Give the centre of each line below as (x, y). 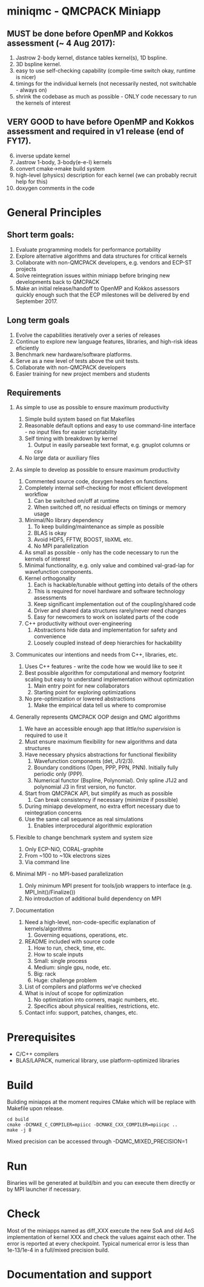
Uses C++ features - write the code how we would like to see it (103, 666)
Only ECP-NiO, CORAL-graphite (64, 849)
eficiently (27, 348)
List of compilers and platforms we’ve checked (83, 987)
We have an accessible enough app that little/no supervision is (103, 729)
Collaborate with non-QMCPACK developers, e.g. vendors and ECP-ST (104, 262)
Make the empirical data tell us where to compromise (100, 705)
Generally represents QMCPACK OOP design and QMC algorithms (98, 717)
